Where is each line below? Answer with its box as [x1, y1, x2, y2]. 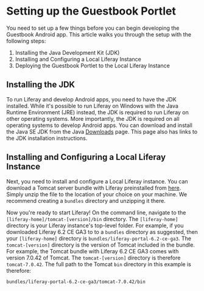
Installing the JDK [6, 80, 75, 90]
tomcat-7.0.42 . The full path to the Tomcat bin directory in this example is [6, 260, 192, 268]
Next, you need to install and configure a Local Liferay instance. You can [6, 177, 188, 185]
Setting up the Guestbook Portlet [6, 4, 177, 18]
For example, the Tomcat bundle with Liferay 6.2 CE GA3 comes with [6, 247, 179, 255]
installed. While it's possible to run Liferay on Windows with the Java [6, 102, 178, 109]
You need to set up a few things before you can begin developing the [6, 24, 180, 32]
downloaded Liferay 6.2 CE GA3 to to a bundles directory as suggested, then [6, 228, 198, 235]
